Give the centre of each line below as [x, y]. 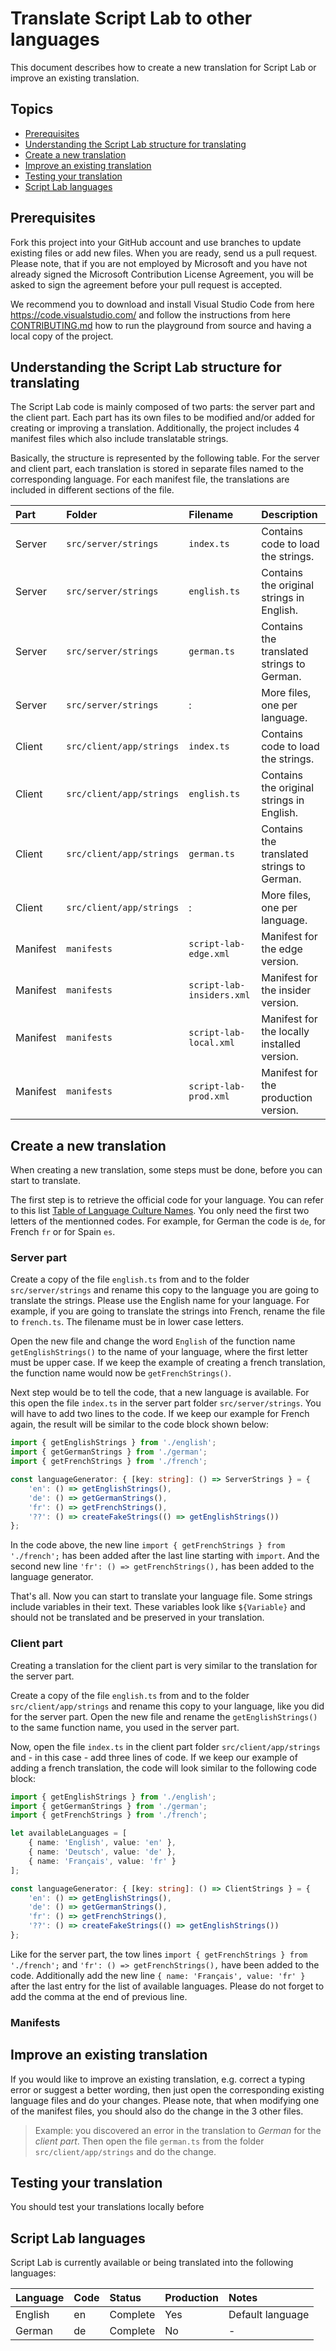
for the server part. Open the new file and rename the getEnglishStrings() [164, 1716]
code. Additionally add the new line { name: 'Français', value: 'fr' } [158, 1975]
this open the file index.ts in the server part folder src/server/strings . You [166, 1403]
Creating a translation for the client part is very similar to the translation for [164, 1665]
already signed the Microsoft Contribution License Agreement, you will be [162, 274]
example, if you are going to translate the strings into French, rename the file [168, 1311]
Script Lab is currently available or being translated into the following [152, 2263]
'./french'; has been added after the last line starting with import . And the [165, 1556]
